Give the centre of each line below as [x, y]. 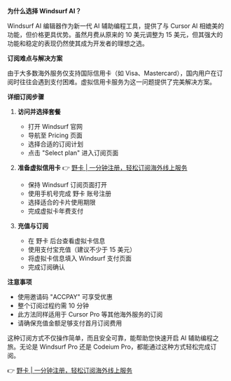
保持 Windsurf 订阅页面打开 [67, 185]
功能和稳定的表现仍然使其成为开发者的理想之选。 [78, 43]
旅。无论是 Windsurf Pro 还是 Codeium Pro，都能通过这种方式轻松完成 [109, 347]
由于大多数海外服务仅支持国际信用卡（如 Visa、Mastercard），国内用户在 [112, 73]
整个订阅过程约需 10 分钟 [53, 305]
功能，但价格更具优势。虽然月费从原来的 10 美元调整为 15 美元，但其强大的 [115, 35]
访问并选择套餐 [39, 112]
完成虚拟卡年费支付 [56, 211]
